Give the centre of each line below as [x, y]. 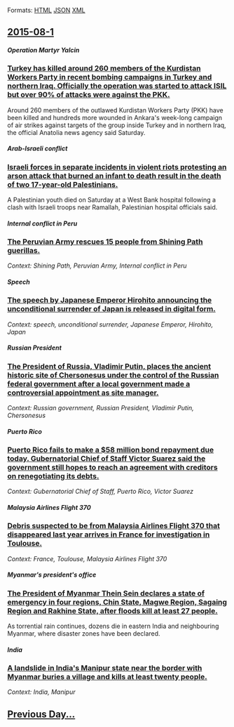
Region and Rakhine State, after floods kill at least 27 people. [113, 610]
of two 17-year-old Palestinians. [63, 184]
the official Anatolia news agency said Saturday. [76, 132]
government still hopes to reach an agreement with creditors [113, 468]
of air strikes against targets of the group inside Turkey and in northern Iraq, [117, 125]
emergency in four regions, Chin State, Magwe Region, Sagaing [117, 602]
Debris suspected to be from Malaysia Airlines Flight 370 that [114, 526]
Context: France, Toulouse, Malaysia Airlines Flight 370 [87, 558]
